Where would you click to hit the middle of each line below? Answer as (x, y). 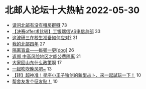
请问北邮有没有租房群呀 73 (39, 25)
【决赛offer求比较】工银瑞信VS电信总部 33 (56, 31)
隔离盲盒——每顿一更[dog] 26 (43, 50)
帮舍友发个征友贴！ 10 (35, 81)
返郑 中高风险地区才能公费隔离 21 (46, 56)
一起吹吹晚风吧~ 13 (32, 68)
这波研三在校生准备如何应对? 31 (45, 37)
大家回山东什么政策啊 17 (37, 62)
